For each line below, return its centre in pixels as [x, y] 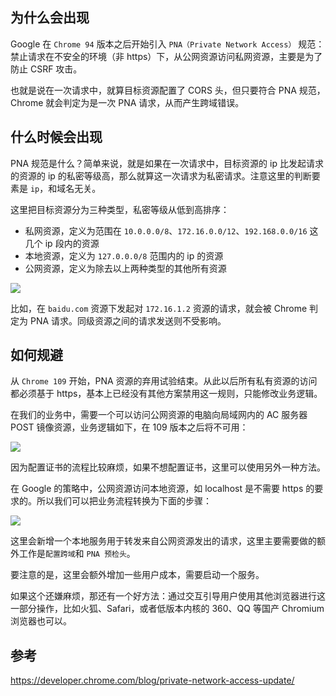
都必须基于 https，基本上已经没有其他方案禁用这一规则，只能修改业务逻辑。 [166, 394]
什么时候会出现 [56, 137]
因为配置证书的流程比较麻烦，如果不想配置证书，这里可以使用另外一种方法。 [168, 467]
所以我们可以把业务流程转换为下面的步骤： [124, 501]
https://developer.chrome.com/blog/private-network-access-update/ [152, 680]
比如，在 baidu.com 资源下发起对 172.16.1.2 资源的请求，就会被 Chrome [159, 308]
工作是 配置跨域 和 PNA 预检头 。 [77, 554]
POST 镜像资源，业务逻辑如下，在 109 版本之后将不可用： [129, 427]
